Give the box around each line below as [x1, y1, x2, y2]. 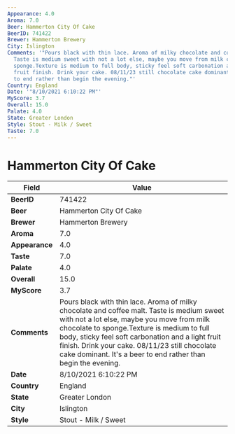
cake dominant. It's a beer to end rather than [59, 349, 206, 359]
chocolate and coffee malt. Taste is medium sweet [59, 306, 225, 316]
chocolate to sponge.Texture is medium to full [59, 323, 210, 333]
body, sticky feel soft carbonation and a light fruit [59, 332, 222, 342]
